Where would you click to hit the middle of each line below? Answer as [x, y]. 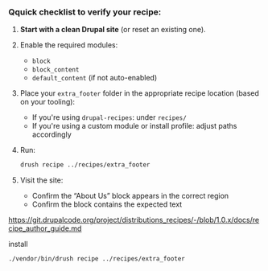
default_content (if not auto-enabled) [95, 78]
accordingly [52, 134]
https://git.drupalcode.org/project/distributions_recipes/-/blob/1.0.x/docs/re [134, 220]
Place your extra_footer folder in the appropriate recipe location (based [140, 93]
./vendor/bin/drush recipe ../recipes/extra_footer [97, 259]
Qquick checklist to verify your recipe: [85, 12]
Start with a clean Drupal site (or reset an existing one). [113, 30]
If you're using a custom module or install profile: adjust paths [134, 126]
